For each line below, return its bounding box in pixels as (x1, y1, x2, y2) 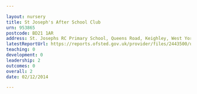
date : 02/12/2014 (6, 74, 49, 80)
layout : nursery (6, 14, 46, 19)
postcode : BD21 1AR (6, 30, 54, 36)
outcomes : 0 (6, 63, 35, 69)
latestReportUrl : (6, 41, 49, 47)
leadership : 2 (6, 57, 41, 63)
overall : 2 (6, 68, 33, 74)
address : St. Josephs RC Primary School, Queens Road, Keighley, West (6, 36, 182, 42)
